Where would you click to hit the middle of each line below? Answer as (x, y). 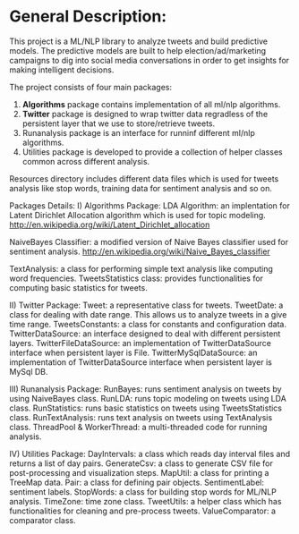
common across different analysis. (86, 161)
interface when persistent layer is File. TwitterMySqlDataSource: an (133, 352)
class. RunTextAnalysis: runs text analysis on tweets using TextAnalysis (141, 417)
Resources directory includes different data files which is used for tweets (144, 178)
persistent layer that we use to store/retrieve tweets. (119, 123)
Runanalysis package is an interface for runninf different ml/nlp (138, 132)
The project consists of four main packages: (91, 87)
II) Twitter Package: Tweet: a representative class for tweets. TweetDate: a (146, 305)
